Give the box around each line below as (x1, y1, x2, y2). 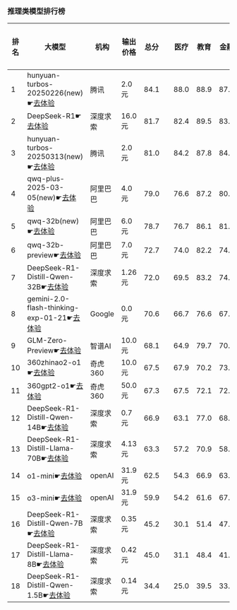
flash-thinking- (27, 303, 80, 312)
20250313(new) (27, 152, 83, 162)
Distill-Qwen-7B (27, 518, 83, 528)
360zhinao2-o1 (27, 358, 81, 368)
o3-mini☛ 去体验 (27, 493, 83, 503)
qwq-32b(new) (27, 216, 80, 226)
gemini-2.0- (27, 294, 70, 304)
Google (90, 309, 114, 319)
